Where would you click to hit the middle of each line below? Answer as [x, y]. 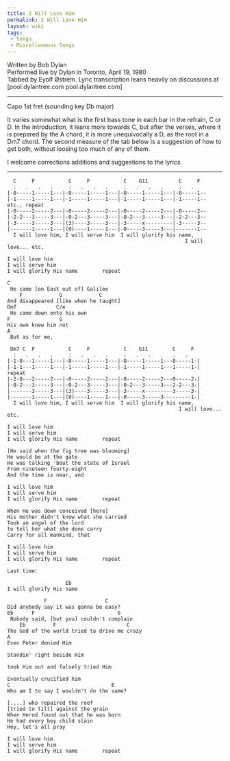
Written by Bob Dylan [37, 65]
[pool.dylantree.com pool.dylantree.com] [65, 87]
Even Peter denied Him [39, 643]
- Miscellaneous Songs [42, 45]
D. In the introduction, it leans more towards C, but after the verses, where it [114, 127]
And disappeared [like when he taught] [64, 301]
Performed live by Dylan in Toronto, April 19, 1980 [77, 72]
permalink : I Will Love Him [47, 20]
